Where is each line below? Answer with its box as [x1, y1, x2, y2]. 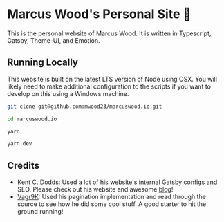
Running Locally [7, 57, 78, 68]
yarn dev [7, 140, 32, 147]
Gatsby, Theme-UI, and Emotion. [7, 36, 100, 44]
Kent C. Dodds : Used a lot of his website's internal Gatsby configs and [17, 178, 218, 186]
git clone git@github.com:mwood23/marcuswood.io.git [7, 103, 162, 110]
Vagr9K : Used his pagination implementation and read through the [17, 193, 206, 201]
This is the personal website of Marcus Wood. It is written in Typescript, [7, 29, 212, 37]
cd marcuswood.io [7, 115, 57, 122]
